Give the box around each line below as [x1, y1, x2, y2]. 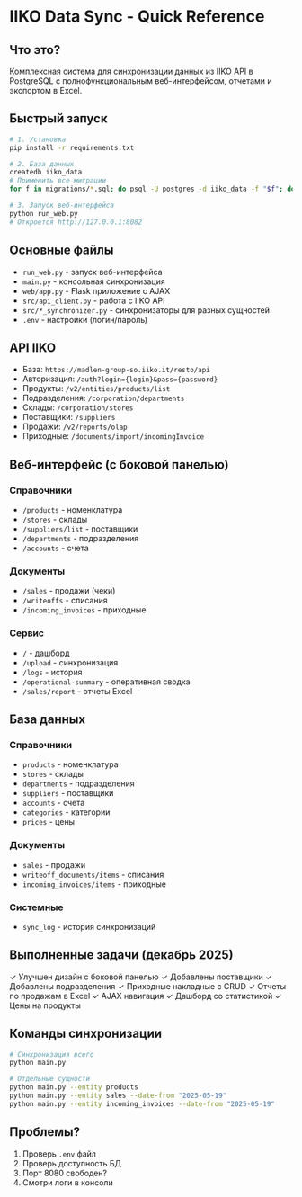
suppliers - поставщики [22, 788, 114, 799]
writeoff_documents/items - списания [22, 869, 164, 880]
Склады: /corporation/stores [22, 402, 134, 413]
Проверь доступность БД [22, 1157, 121, 1168]
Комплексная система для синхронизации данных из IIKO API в [9, 66, 253, 76]
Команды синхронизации [9, 1026, 163, 1041]
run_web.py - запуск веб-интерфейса [22, 266, 164, 277]
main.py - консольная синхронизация [22, 276, 166, 287]
